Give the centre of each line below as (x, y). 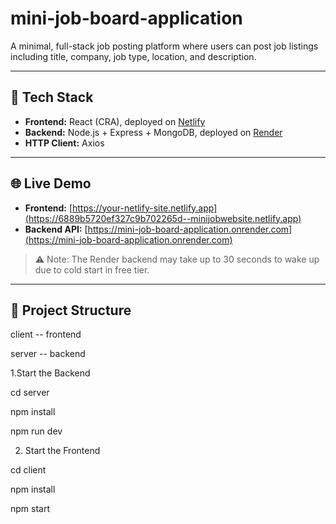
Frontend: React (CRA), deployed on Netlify (115, 121)
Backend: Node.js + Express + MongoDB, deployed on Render (153, 132)
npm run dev (36, 431)
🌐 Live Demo (51, 183)
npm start (30, 509)
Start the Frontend (62, 451)
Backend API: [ (56, 229)
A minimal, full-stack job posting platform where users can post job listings (164, 46)
